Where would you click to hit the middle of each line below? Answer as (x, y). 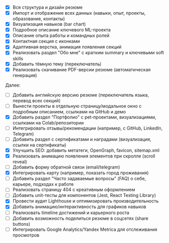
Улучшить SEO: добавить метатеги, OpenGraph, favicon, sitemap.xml (86, 150)
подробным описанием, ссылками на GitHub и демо (69, 111)
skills (18, 58)
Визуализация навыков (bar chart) (49, 24)
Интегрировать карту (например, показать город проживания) (80, 173)
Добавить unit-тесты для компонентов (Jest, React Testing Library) (84, 195)
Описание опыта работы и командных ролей (61, 35)
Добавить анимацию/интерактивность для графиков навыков (79, 207)
